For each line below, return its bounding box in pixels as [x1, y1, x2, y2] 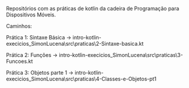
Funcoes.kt [6, 58, 33, 65]
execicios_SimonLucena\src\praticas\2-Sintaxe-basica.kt [6, 40, 144, 47]
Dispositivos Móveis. [6, 11, 56, 18]
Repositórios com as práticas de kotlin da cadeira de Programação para [6, 5, 180, 12]
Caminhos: [6, 23, 32, 29]
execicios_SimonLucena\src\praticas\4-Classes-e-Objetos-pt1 [6, 76, 157, 82]
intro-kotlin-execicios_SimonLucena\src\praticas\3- [59, 52, 183, 58]
